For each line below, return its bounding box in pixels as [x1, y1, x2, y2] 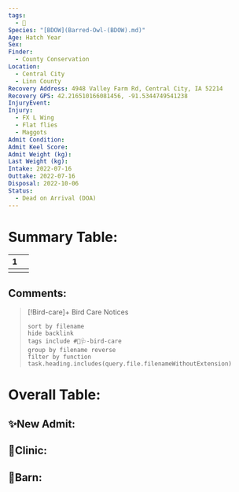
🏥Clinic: [8, 444, 47, 457]
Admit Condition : [8, 135, 65, 144]
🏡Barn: [8, 471, 42, 484]
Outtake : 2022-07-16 [8, 172, 76, 181]
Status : [8, 186, 34, 195]
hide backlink [27, 329, 74, 338]
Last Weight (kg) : [8, 158, 68, 166]
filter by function [27, 353, 92, 362]
